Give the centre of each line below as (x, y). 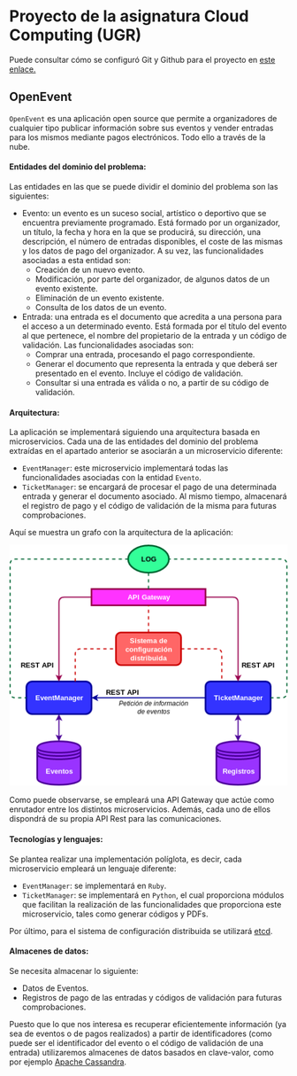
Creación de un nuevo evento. (90, 269)
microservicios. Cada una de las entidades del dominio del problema (134, 441)
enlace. (23, 69)
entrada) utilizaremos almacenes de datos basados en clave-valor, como (141, 1052)
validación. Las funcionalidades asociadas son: (108, 345)
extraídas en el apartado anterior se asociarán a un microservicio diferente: (146, 451)
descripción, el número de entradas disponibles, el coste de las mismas (152, 241)
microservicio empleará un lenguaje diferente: (93, 868)
